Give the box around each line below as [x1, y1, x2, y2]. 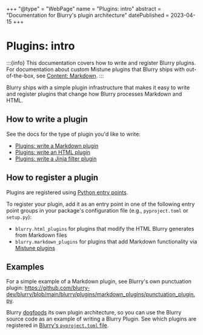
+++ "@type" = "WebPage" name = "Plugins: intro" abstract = [6, 5, 162, 12]
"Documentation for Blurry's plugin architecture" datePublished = [6, 12, 170, 19]
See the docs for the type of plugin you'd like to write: [6, 130, 141, 138]
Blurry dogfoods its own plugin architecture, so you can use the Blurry [6, 309, 182, 316]
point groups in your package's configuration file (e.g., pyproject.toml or [6, 207, 189, 214]
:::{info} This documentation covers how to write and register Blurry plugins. [6, 59, 196, 66]
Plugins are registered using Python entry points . [6, 188, 128, 196]
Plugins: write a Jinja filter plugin [15, 154, 97, 162]
